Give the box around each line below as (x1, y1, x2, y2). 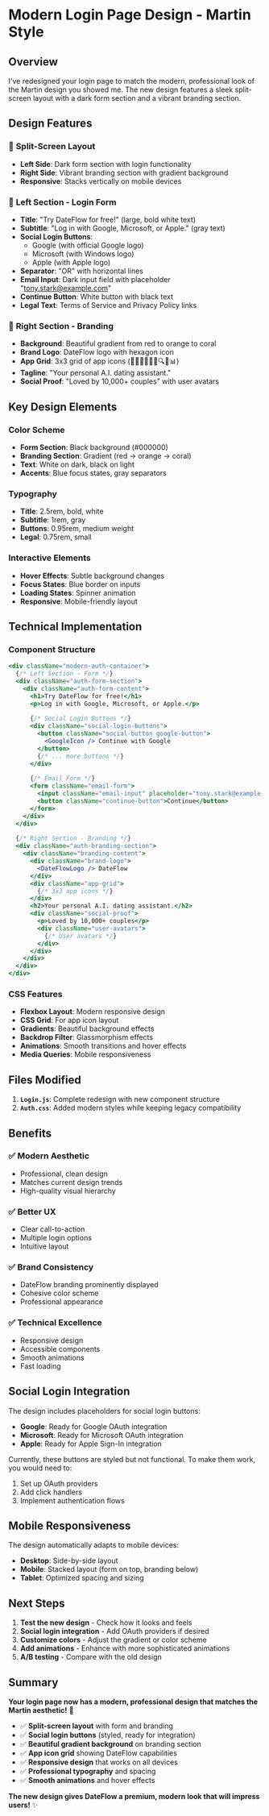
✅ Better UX (8, 1206, 56, 1217)
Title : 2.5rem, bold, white (19, 506, 104, 517)
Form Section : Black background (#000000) (19, 442, 169, 452)
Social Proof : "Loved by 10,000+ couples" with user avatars (19, 376, 220, 386)
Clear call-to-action (19, 1224, 85, 1234)
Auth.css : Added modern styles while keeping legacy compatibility (19, 1103, 242, 1113)
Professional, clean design (19, 1169, 109, 1178)
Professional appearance (19, 1297, 103, 1307)
